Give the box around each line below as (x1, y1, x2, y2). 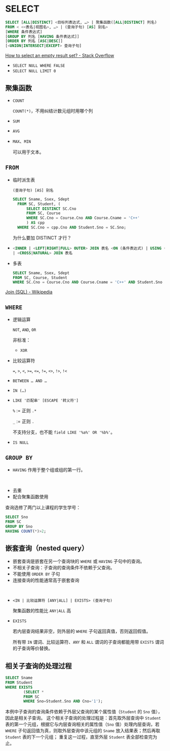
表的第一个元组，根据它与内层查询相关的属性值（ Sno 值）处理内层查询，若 (5, 721, 160, 727)
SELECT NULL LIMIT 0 (12, 69, 56, 74)
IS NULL (12, 440, 29, 446)
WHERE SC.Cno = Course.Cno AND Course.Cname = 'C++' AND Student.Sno (12, 280, 163, 285)
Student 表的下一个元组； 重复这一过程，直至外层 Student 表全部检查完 (5, 734, 153, 740)
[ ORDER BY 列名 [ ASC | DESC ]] (5, 38, 63, 44)
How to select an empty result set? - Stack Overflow (5, 53, 114, 59)
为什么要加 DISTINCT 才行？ (12, 234, 72, 241)
